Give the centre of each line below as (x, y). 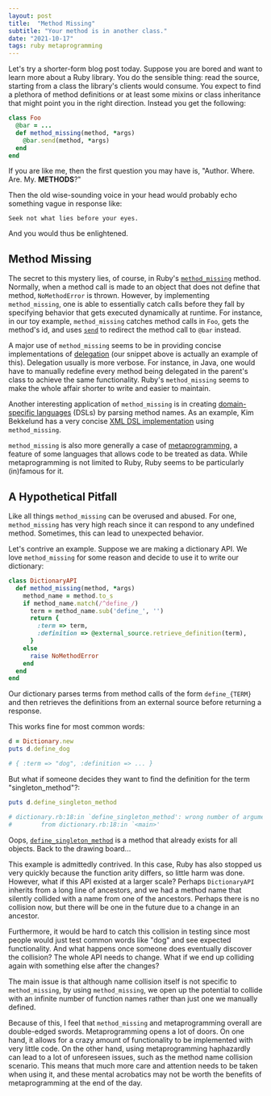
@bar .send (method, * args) (67, 141)
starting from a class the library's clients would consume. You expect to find (135, 86)
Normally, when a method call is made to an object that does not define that (134, 287)
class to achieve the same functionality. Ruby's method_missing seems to (129, 380)
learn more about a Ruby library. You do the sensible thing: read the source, (134, 78)
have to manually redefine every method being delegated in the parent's (128, 372)
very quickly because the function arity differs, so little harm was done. (127, 872)
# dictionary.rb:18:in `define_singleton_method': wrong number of (124, 817)
